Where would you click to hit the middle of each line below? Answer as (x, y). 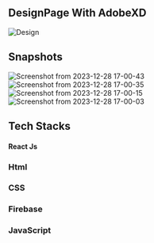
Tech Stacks (40, 126)
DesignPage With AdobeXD (77, 13)
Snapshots (36, 57)
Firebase (25, 209)
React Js (23, 146)
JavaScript (30, 230)
